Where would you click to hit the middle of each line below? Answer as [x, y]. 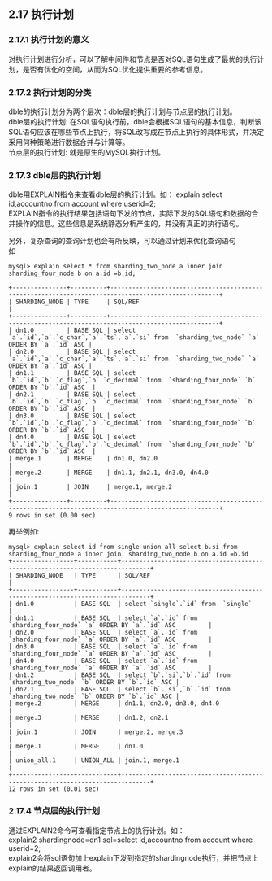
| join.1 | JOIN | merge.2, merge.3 [96, 732]
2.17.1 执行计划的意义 [49, 40]
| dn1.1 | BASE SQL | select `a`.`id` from [103, 618]
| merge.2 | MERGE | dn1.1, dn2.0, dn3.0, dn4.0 [114, 704]
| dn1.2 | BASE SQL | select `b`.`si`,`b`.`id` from [119, 675]
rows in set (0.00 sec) [56, 516]
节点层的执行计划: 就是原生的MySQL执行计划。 [87, 152]
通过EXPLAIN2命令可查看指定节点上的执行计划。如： [97, 830]
